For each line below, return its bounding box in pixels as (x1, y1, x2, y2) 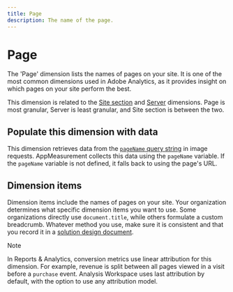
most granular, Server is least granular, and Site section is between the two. (7, 105, 225, 114)
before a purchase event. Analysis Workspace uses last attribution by (7, 270, 205, 278)
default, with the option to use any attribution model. (7, 277, 158, 286)
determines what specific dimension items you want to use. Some (7, 205, 197, 214)
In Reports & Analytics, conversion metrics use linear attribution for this (7, 255, 212, 263)
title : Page (7, 10, 42, 17)
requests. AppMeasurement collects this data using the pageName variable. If (7, 152, 225, 161)
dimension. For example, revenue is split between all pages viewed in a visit (7, 263, 225, 271)
